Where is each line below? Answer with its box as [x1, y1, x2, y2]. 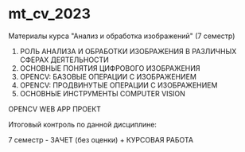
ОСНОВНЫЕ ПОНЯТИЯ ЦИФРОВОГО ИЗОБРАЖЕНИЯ [19, 63, 200, 72]
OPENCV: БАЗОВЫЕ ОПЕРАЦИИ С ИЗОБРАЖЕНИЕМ [19, 72, 197, 81]
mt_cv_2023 [8, 5, 91, 23]
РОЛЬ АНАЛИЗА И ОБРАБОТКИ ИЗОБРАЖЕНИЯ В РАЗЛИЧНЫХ [19, 46, 237, 56]
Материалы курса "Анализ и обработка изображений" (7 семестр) [8, 31, 235, 41]
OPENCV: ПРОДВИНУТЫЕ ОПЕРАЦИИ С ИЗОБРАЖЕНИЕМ [19, 80, 218, 90]
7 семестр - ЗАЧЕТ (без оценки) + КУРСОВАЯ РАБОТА [8, 134, 193, 144]
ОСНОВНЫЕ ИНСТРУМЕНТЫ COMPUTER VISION [19, 88, 185, 98]
